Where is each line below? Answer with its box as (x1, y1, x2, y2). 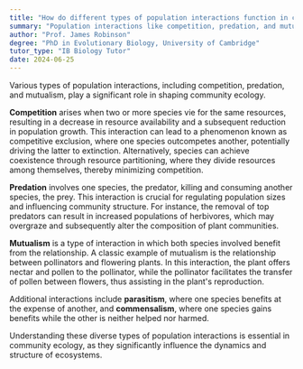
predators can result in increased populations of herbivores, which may (9, 211, 275, 221)
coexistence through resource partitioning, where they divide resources (9, 155, 276, 165)
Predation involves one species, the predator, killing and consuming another (9, 182, 293, 192)
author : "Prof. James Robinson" (9, 30, 131, 39)
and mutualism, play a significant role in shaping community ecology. (9, 89, 266, 100)
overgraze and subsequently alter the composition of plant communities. (9, 220, 280, 231)
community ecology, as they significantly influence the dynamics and (9, 340, 267, 350)
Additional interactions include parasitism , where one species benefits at (9, 294, 282, 304)
